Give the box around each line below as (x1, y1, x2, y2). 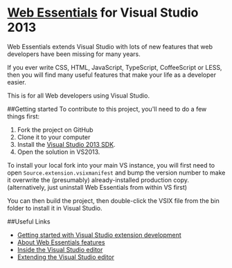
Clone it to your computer (17, 133, 91, 141)
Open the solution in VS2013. (17, 148, 100, 156)
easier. (7, 78, 26, 86)
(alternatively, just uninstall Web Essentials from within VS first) (7, 183, 188, 191)
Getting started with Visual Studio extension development (17, 231, 181, 239)
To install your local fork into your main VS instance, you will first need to (7, 161, 215, 169)
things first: (7, 112, 40, 120)
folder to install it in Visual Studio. (7, 204, 102, 212)
